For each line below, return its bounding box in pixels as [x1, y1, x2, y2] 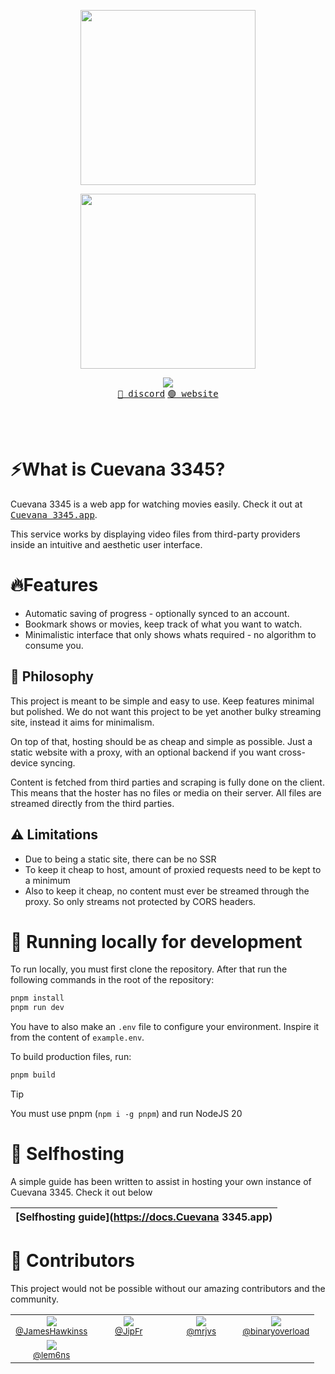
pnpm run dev [10, 1003, 65, 1013]
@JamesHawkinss [15, 1325, 88, 1337]
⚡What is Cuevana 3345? [10, 458, 226, 481]
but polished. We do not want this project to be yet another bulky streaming [10, 705, 322, 717]
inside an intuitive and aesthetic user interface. [10, 538, 203, 550]
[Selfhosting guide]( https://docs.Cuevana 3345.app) [15, 1210, 273, 1224]
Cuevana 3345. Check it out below [10, 1186, 153, 1198]
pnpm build [10, 1070, 56, 1080]
